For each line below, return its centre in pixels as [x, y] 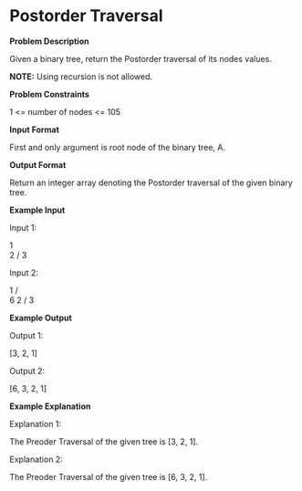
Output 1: [26, 335]
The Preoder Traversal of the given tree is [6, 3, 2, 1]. [109, 476]
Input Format [34, 130]
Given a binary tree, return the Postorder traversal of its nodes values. [141, 58]
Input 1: [23, 227]
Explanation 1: [36, 423]
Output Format [38, 164]
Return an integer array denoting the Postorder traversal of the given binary [151, 183]
